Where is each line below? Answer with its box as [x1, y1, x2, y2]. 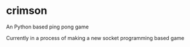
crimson [6, 4, 48, 17]
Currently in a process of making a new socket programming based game [6, 34, 185, 41]
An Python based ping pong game [6, 23, 89, 30]
